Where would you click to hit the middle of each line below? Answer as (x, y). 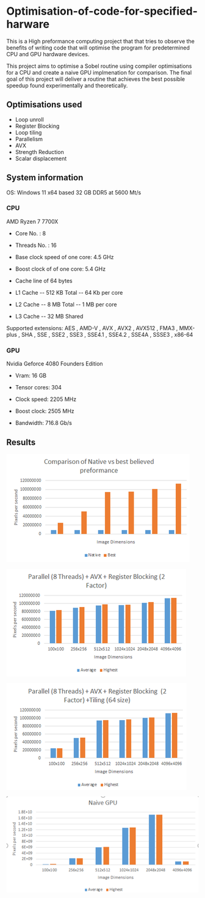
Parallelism (29, 139)
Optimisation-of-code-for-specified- (102, 11)
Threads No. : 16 (36, 245)
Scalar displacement (41, 158)
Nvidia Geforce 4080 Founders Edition (55, 364)
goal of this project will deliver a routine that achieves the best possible (95, 79)
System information (45, 178)
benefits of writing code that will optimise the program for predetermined (98, 48)
